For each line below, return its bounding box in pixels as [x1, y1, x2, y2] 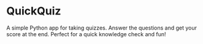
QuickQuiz [6, 4, 61, 18]
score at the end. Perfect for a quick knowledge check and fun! [6, 30, 167, 37]
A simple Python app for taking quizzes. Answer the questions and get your [6, 24, 197, 31]
